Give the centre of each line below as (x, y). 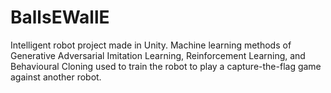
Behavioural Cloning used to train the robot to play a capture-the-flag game (166, 66)
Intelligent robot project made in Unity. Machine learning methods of (151, 45)
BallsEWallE (60, 17)
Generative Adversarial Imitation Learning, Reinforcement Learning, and (158, 55)
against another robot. (56, 77)
